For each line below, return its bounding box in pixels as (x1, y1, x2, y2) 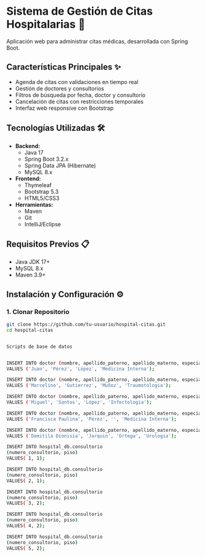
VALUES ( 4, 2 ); (6, 523, 45, 529)
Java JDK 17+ (15, 258, 50, 266)
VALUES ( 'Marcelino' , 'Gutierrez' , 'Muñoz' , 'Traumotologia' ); (6, 382, 172, 389)
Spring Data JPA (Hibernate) (24, 161, 96, 169)
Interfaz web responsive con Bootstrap (15, 104, 114, 112)
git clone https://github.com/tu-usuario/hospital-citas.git (6, 321, 166, 328)
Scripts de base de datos (6, 344, 72, 350)
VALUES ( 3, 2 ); (6, 500, 45, 507)
